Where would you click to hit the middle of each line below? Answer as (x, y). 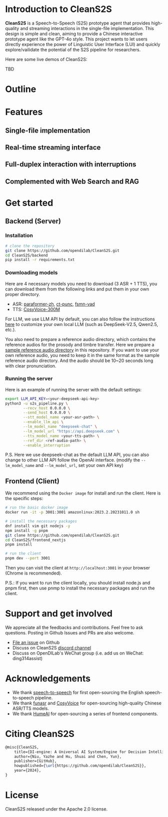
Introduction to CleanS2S (59, 9)
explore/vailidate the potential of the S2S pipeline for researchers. (73, 49)
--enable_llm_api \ (43, 422)
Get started (29, 203)
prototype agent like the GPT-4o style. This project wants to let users (76, 39)
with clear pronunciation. (31, 365)
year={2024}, (28, 770)
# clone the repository (30, 246)
